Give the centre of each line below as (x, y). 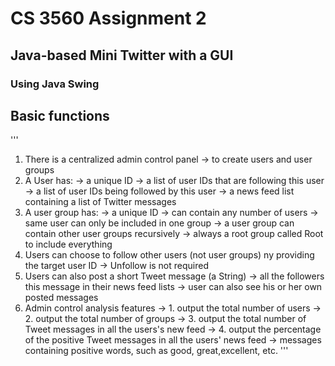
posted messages (61, 298)
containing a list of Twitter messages (100, 202)
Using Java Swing (55, 84)
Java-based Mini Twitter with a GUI (122, 55)
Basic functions (60, 115)
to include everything (68, 244)
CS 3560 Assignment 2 (108, 18)
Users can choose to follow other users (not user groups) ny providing (169, 255)
